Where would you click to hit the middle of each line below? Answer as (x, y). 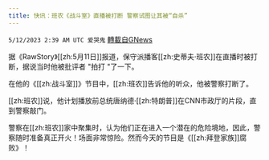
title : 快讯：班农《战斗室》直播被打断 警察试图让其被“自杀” (98, 16)
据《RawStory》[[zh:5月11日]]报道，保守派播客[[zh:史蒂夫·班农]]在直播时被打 (133, 56)
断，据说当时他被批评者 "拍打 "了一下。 (73, 66)
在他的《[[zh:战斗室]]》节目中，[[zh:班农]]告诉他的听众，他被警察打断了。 (130, 83)
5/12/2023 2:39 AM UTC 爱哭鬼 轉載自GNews (80, 39)
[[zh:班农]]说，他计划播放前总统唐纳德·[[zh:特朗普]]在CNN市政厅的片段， (129, 100)
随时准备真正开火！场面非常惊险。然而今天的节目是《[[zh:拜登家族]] (127, 138)
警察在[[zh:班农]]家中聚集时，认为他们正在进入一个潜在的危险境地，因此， (131, 127)
